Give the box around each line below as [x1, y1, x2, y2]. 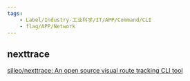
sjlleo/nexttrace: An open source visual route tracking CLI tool [7, 67, 183, 75]
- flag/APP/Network [19, 23, 76, 30]
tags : [7, 10, 23, 17]
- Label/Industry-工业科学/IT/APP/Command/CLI [19, 16, 152, 23]
